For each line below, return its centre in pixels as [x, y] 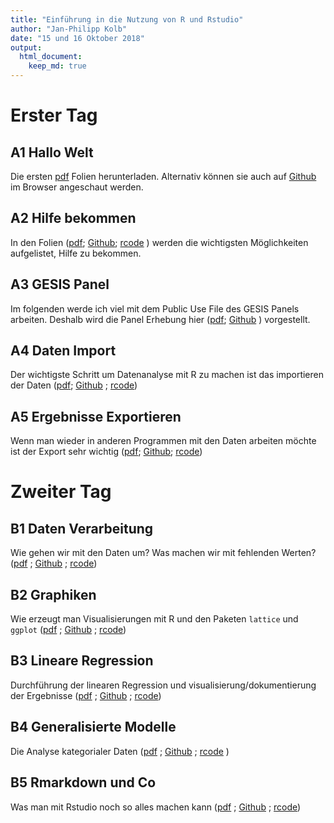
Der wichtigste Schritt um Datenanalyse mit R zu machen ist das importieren [167, 375]
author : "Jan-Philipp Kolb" [69, 29]
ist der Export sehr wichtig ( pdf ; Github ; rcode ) [106, 452]
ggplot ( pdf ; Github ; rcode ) [68, 630]
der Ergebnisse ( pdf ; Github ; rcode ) [86, 695]
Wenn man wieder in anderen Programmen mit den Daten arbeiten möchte [163, 441]
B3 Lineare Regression [82, 661]
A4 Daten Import [63, 351]
